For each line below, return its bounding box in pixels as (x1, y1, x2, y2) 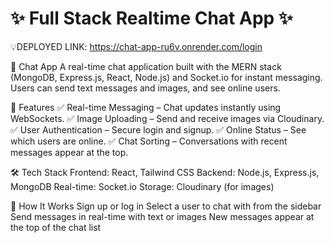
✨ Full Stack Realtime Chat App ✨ (10, 7, 293, 30)
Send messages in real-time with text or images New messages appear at (10, 210, 315, 222)
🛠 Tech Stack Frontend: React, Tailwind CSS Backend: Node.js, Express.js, (10, 166, 320, 178)
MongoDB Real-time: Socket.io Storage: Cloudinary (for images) (10, 180, 275, 192)
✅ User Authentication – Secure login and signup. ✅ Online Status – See (10, 123, 307, 136)
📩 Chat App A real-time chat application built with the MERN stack (10, 60, 282, 72)
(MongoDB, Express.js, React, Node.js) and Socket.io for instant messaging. (10, 71, 323, 83)
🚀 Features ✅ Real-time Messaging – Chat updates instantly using (10, 101, 282, 113)
